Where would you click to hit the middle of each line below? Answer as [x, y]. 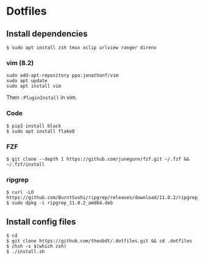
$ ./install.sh [26, 251]
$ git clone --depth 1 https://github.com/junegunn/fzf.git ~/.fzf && [98, 159]
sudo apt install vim [34, 86]
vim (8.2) [20, 63]
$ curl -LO [20, 192]
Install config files [41, 221]
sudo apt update [27, 81]
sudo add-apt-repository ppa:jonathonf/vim [63, 76]
